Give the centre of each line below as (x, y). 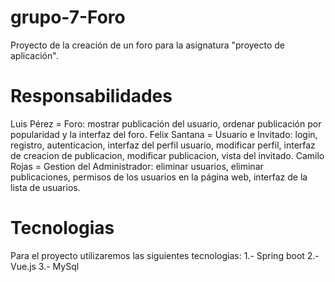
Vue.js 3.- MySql (45, 266)
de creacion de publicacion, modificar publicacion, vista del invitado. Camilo (167, 155)
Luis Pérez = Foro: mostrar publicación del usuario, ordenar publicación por (166, 123)
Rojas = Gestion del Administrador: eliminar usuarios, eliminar (137, 166)
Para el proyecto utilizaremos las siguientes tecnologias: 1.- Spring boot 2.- (165, 255)
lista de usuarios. (45, 187)
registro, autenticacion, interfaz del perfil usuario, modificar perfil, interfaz (163, 145)
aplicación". (34, 55)
